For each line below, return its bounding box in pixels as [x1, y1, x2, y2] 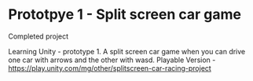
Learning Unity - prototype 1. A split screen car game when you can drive [8, 46, 246, 56]
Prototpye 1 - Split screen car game [8, 6, 242, 24]
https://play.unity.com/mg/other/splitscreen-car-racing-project [8, 63, 212, 72]
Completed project [8, 31, 69, 41]
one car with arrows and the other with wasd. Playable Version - [8, 55, 216, 64]
